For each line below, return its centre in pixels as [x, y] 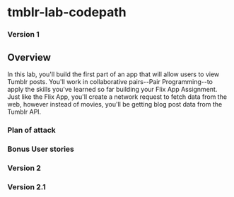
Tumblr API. [24, 112]
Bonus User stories [41, 149]
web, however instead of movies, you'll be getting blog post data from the [115, 104]
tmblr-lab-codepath [67, 12]
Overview [29, 57]
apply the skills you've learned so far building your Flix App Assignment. [112, 89]
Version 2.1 [27, 186]
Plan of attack [32, 130]
